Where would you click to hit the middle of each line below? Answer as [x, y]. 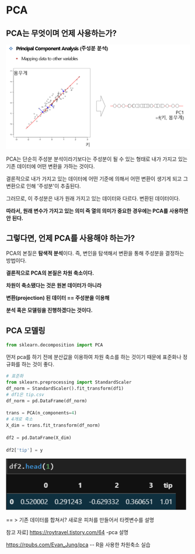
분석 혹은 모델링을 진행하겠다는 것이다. [49, 310]
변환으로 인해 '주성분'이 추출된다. [43, 186]
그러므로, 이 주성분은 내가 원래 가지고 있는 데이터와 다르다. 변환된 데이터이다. [93, 198]
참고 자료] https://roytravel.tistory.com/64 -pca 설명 [67, 532]
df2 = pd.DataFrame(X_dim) [39, 438]
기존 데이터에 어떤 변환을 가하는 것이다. [51, 166]
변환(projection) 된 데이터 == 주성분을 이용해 [58, 298]
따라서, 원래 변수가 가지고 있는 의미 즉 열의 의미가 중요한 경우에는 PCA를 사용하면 [97, 210]
